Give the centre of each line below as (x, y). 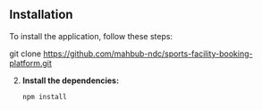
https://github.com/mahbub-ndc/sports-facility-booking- (148, 54)
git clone (25, 54)
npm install (44, 97)
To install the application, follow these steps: (91, 36)
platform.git (30, 63)
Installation (41, 15)
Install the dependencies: (70, 80)
